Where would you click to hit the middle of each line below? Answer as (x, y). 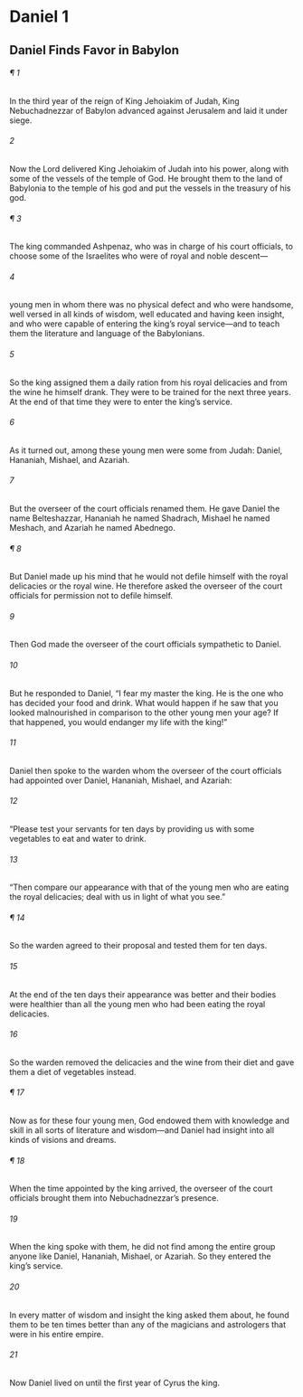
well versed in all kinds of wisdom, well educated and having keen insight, (147, 315)
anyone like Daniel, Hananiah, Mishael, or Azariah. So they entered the (140, 1256)
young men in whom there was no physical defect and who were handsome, (151, 305)
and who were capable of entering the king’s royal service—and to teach (145, 324)
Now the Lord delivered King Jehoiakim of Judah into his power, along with (149, 168)
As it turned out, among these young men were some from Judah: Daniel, (146, 450)
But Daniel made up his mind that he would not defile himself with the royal (149, 577)
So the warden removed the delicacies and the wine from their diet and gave (152, 1062)
